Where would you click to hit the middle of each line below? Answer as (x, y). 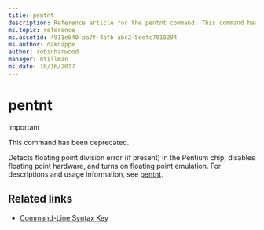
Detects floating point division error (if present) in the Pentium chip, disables (132, 157)
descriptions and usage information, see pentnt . (86, 174)
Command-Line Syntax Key (64, 217)
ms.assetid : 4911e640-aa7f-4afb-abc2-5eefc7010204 (93, 37)
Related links (40, 199)
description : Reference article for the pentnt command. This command (126, 23)
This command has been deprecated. (69, 142)
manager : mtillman (38, 60)
